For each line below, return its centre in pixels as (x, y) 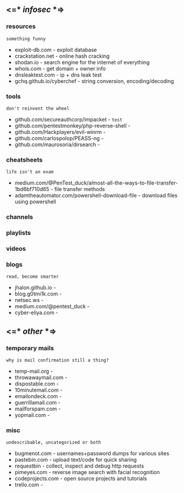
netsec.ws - (29, 300)
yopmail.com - (32, 415)
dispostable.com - (37, 384)
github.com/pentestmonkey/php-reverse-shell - (72, 126)
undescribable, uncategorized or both (53, 443)
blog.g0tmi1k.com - (38, 294)
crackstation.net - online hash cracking (62, 56)
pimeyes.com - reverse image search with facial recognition (87, 472)
